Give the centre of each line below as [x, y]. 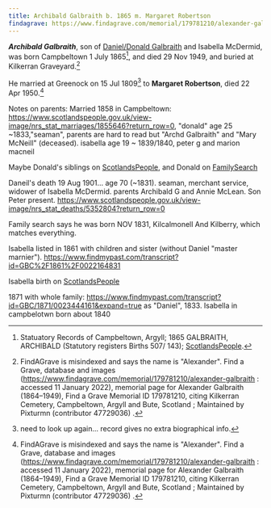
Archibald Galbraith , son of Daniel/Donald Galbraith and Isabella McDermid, [135, 46]
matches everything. [42, 233]
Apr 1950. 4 [26, 92]
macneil [21, 152]
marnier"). [25, 257]
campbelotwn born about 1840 [60, 314]
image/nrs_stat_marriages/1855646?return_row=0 [92, 126]
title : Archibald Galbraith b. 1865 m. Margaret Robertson [110, 16]
